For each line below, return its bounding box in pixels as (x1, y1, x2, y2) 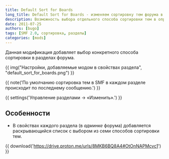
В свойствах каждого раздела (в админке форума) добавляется (12, 122, 151, 128)
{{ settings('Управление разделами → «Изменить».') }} (5, 94, 122, 101)
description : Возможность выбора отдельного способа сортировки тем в (5, 17, 156, 22)
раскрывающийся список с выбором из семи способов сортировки (12, 128, 159, 134)
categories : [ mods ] (5, 36, 46, 41)
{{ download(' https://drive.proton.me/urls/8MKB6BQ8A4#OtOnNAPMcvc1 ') (5, 143, 161, 149)
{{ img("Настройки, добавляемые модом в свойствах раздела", (5, 64, 142, 70)
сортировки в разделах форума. (5, 54, 75, 60)
